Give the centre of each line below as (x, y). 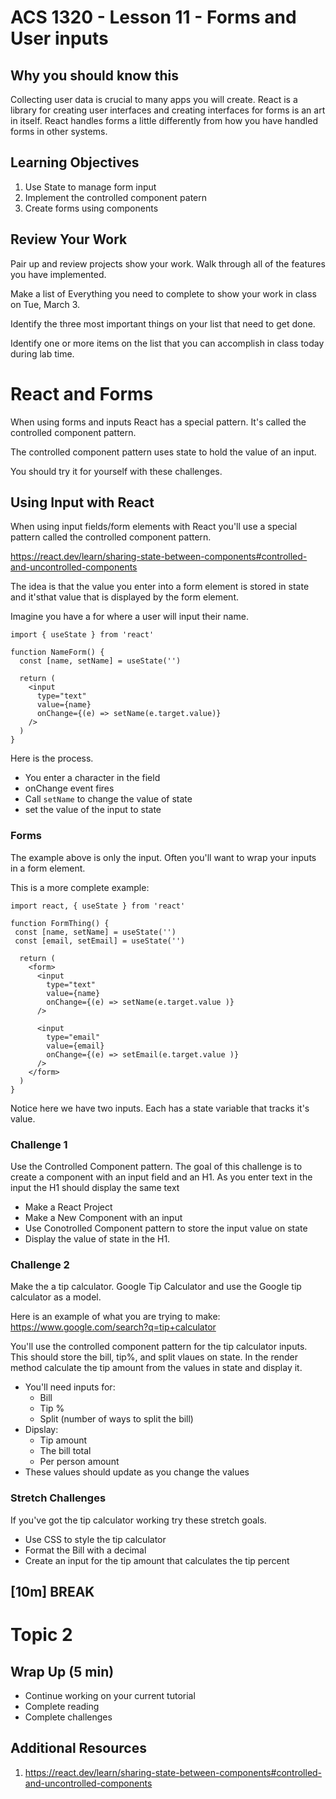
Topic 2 (41, 1635)
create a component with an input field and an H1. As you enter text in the (161, 1177)
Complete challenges (68, 1717)
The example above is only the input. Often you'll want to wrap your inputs (163, 857)
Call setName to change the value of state (108, 799)
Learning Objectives (75, 162)
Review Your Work (69, 239)
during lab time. (42, 353)
